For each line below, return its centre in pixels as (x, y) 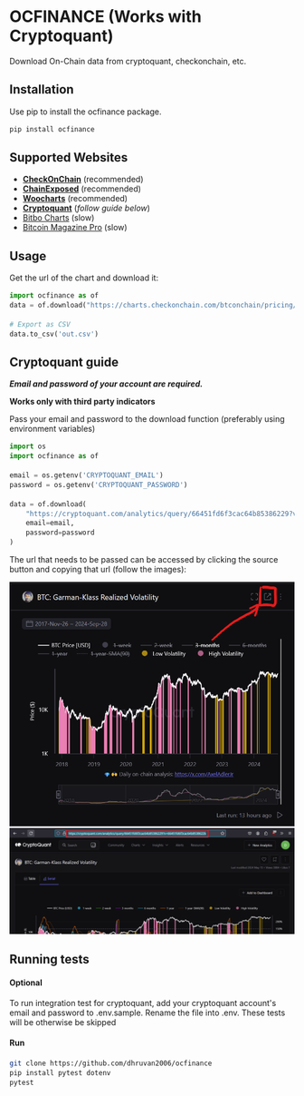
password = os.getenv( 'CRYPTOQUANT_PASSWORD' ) (99, 484)
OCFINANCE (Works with (105, 17)
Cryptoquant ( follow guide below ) (86, 208)
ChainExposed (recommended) (82, 189)
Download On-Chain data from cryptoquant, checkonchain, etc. (128, 61)
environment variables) (52, 429)
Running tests (50, 959)
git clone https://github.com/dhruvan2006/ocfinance (111, 1063)
